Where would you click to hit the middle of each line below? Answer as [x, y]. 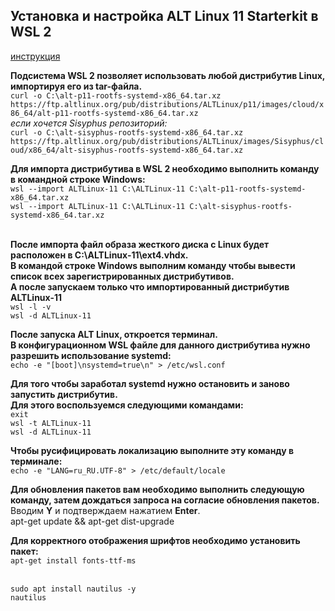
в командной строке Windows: [78, 179]
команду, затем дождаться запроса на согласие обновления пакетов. [165, 500]
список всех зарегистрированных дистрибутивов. [122, 276]
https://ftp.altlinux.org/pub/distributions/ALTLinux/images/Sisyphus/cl [167, 141]
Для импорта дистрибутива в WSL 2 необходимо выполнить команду [165, 168]
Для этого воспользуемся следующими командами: [127, 405]
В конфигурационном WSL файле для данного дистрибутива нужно [160, 345]
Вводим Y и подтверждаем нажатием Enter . [105, 510]
